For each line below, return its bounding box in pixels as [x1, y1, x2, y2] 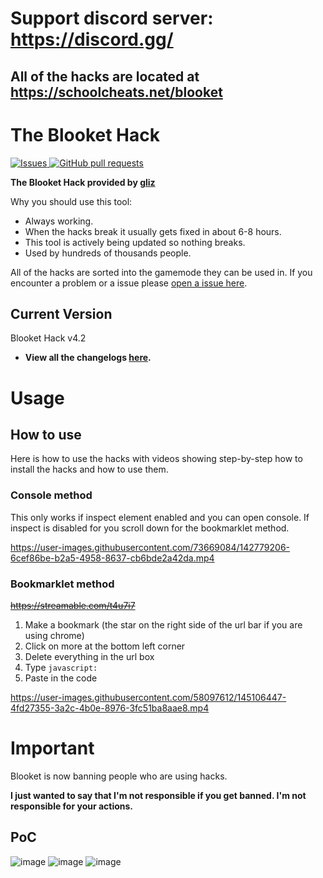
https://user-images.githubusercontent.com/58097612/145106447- [10, 691, 287, 703]
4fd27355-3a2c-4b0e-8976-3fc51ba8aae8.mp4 [10, 702, 210, 714]
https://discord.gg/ [10, 28, 174, 51]
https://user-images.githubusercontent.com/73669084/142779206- [10, 541, 291, 553]
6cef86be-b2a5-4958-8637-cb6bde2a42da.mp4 [10, 552, 215, 564]
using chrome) [24, 629, 85, 641]
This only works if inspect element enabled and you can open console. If [10, 511, 310, 523]
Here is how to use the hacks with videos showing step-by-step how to [10, 453, 303, 465]
